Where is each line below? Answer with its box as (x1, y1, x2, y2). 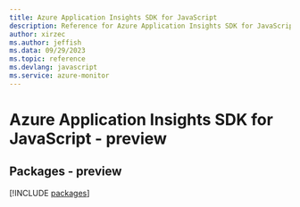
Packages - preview (9, 164, 122, 179)
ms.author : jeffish (9, 37, 82, 47)
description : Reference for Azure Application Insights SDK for (9, 21, 254, 30)
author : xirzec (9, 29, 66, 38)
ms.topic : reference (9, 54, 87, 63)
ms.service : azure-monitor (9, 71, 110, 80)
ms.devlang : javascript (9, 63, 98, 72)
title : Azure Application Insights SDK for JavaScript (9, 12, 218, 22)
